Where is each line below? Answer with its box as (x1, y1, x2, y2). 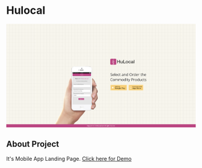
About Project (6, 139, 60, 149)
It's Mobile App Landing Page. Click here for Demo (6, 155, 132, 162)
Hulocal (6, 4, 46, 17)
